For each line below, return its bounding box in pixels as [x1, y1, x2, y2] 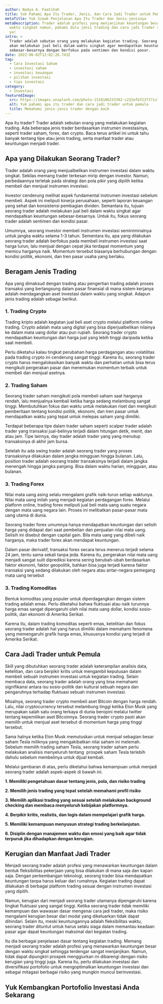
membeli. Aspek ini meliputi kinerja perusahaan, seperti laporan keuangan [5, 197, 153, 203]
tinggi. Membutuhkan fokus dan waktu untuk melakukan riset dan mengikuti [5, 403, 157, 409]
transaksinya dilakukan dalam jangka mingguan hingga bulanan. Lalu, [5, 453, 144, 459]
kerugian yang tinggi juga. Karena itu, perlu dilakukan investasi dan [5, 959, 139, 965]
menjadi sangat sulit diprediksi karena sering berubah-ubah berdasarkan [5, 557, 150, 563]
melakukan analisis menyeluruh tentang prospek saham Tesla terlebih [5, 749, 146, 755]
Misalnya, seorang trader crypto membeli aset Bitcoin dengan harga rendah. [5, 698, 158, 704]
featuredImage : [5, 93, 36, 98]
